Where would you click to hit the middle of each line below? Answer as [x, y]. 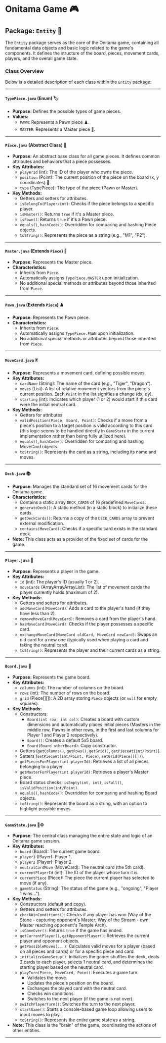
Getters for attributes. [42, 415]
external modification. [42, 523]
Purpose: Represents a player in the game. [56, 571]
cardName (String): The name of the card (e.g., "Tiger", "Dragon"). [86, 383]
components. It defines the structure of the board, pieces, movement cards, [82, 53]
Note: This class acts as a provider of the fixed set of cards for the [80, 539]
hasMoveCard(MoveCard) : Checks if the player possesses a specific [86, 624]
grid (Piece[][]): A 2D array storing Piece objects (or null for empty [88, 698]
